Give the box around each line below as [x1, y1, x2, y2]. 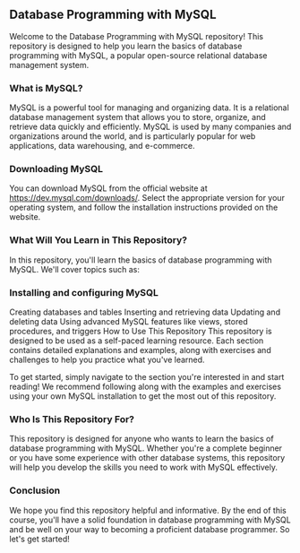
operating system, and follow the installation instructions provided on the [9, 202, 279, 213]
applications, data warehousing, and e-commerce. [9, 141, 195, 151]
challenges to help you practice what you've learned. [9, 354, 205, 365]
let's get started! [9, 533, 70, 544]
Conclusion [9, 484, 61, 497]
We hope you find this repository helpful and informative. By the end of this [9, 505, 287, 515]
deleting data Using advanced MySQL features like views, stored [9, 316, 248, 326]
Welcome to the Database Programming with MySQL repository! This [9, 30, 264, 41]
